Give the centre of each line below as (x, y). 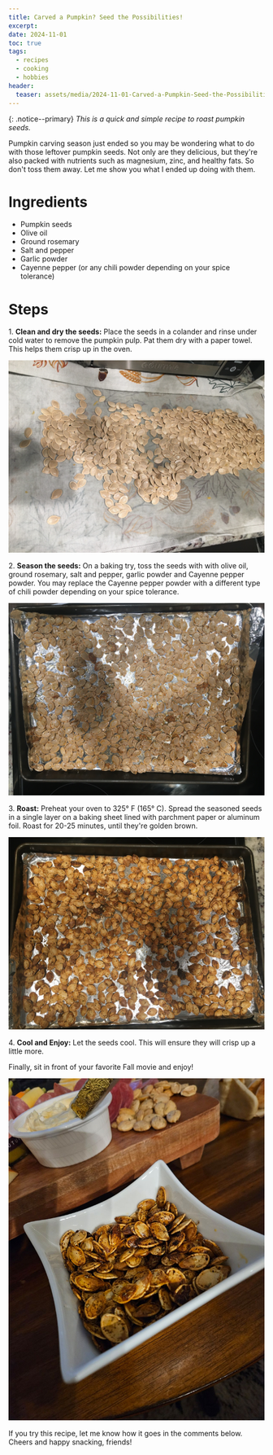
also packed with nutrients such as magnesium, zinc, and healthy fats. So (131, 160)
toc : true (25, 43)
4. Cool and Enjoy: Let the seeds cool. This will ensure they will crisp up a (132, 1043)
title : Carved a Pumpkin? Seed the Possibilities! (96, 17)
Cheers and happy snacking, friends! (70, 1442)
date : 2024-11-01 (38, 34)
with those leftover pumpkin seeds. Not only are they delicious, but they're (133, 151)
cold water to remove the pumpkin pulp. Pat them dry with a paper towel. (130, 340)
